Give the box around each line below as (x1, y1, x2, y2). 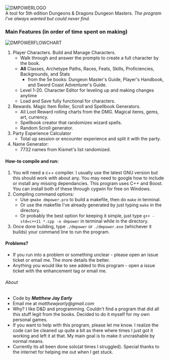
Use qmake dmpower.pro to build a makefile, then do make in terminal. (20, 196, 161, 202)
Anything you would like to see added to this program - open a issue (12, 262, 155, 268)
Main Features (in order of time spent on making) (5, 28, 128, 35)
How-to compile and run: (5, 158, 59, 164)
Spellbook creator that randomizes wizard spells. (20, 120, 122, 126)
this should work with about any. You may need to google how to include (12, 175, 164, 181)
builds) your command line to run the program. (12, 229, 110, 235)
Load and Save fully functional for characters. (20, 98, 115, 104)
